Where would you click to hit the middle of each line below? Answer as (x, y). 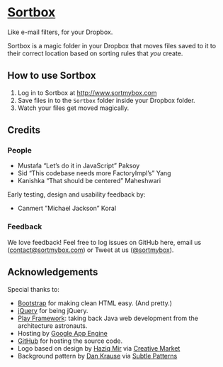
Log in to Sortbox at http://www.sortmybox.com (87, 92)
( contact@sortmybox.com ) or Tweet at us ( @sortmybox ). (91, 250)
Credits (24, 130)
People (19, 150)
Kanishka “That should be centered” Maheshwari (89, 181)
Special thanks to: (34, 289)
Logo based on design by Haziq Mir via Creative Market (99, 348)
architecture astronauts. (52, 325)
